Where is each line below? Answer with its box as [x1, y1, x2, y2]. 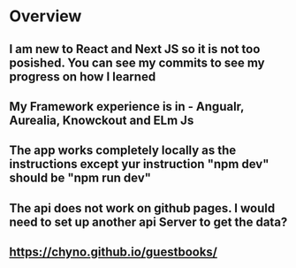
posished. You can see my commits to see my [9, 55, 265, 70]
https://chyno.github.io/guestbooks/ [9, 245, 218, 260]
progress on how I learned [9, 69, 156, 84]
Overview [9, 6, 82, 27]
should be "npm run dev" [9, 171, 152, 186]
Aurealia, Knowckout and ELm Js [9, 112, 194, 127]
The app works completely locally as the [9, 143, 237, 158]
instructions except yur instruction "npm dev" [9, 157, 269, 172]
